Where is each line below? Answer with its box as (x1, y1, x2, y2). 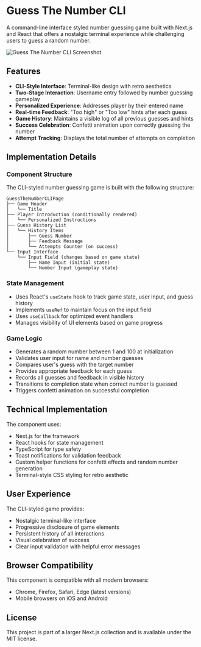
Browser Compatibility (6, 560, 93, 571)
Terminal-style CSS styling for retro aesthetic (15, 471, 129, 478)
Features (6, 66, 41, 77)
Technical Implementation (6, 405, 108, 415)
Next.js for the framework (15, 432, 80, 439)
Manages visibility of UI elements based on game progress (15, 319, 163, 326)
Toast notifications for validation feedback (15, 451, 121, 459)
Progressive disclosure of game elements (15, 523, 120, 531)
